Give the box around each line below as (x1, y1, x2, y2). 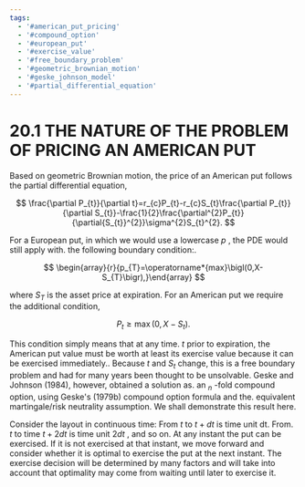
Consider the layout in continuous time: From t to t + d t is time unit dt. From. (9, 419, 294, 430)
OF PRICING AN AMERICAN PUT (9, 140, 257, 161)
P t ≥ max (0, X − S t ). (116, 318, 191, 332)
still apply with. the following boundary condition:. (9, 243, 197, 255)
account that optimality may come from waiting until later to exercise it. (9, 467, 277, 478)
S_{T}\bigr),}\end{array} (101, 271, 194, 283)
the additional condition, (9, 301, 100, 312)
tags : (9, 13, 30, 23)
